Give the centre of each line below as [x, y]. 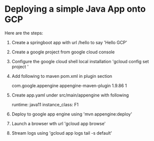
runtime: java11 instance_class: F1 [45, 104]
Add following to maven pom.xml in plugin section [62, 76]
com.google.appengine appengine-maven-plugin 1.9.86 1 [69, 85]
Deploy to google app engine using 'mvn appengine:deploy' [72, 114]
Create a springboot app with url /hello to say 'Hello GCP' [69, 42]
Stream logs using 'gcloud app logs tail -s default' [62, 133]
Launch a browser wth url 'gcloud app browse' [59, 123]
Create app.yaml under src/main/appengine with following [70, 95]
